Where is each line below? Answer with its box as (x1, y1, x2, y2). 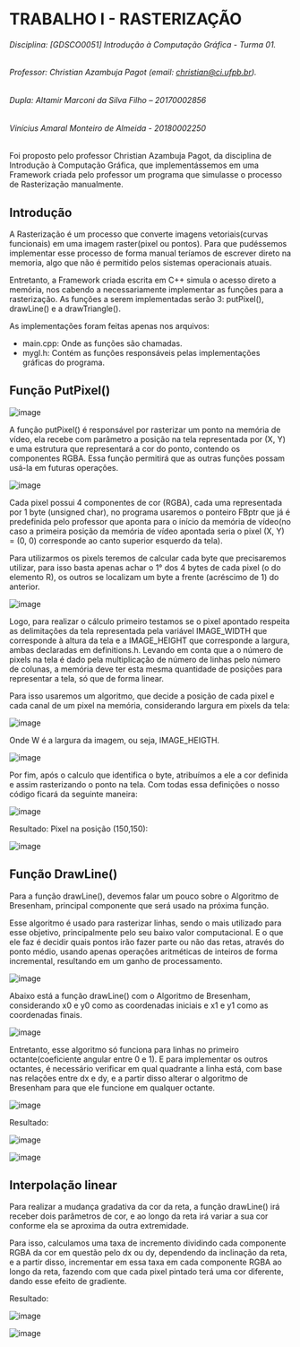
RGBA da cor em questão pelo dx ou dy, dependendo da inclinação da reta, (9, 1247, 287, 1258)
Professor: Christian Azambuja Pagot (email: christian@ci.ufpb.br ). (9, 67, 257, 78)
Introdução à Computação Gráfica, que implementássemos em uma (9, 160, 260, 170)
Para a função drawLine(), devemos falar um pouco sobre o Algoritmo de (9, 891, 279, 901)
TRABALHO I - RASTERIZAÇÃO (9, 9, 243, 30)
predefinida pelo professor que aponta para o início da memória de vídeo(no (9, 516, 292, 526)
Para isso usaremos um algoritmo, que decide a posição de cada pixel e (9, 691, 275, 701)
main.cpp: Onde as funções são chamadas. (21, 338, 183, 349)
